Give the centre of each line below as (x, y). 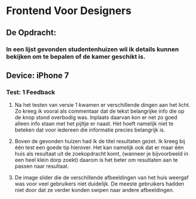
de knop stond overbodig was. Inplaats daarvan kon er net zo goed (96, 117)
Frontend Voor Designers (69, 11)
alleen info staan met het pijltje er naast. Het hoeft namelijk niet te (94, 124)
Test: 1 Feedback (31, 92)
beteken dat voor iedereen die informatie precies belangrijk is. (90, 130)
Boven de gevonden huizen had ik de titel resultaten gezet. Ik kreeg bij (100, 141)
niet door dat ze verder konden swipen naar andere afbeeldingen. (94, 190)
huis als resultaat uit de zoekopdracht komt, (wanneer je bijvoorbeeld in (102, 154)
